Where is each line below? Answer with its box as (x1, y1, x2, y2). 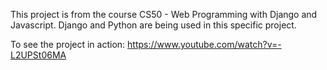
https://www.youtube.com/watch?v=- (127, 39, 282, 50)
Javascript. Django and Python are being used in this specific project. (10, 19, 297, 31)
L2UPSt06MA (10, 49, 67, 61)
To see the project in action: (10, 39, 126, 50)
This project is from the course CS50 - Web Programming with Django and (10, 9, 318, 20)
